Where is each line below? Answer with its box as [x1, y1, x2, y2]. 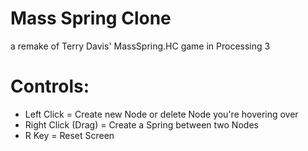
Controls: [10, 75, 90, 98]
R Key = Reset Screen [24, 129, 115, 141]
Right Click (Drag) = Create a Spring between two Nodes [24, 118, 259, 131]
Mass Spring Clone [10, 7, 172, 30]
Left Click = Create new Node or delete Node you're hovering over [24, 108, 299, 120]
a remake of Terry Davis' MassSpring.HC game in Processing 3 [10, 40, 271, 52]
